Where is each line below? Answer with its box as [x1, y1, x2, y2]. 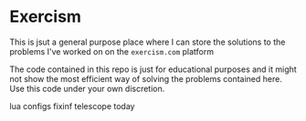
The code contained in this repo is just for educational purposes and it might [9, 64, 297, 75]
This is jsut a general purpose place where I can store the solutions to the [9, 36, 286, 47]
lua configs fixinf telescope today [9, 100, 135, 111]
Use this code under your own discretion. [9, 83, 165, 94]
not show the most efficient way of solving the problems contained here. [9, 73, 283, 84]
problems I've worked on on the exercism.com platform [9, 45, 215, 56]
